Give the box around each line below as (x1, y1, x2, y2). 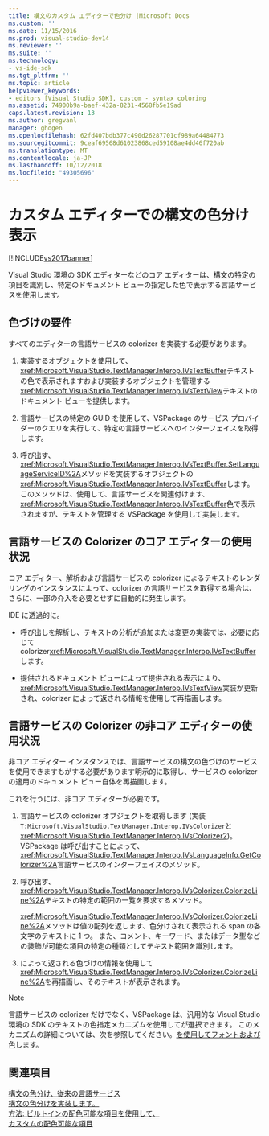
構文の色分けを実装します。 (8, 1099, 100, 1109)
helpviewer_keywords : (8, 86, 81, 95)
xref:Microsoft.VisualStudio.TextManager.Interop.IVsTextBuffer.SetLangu (19, 459, 260, 469)
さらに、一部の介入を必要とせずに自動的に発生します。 (8, 593, 191, 603)
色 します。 (8, 1039, 43, 1050)
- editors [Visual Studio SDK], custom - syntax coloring (8, 94, 206, 102)
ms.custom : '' (8, 19, 56, 27)
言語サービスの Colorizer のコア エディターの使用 (8, 535, 253, 549)
